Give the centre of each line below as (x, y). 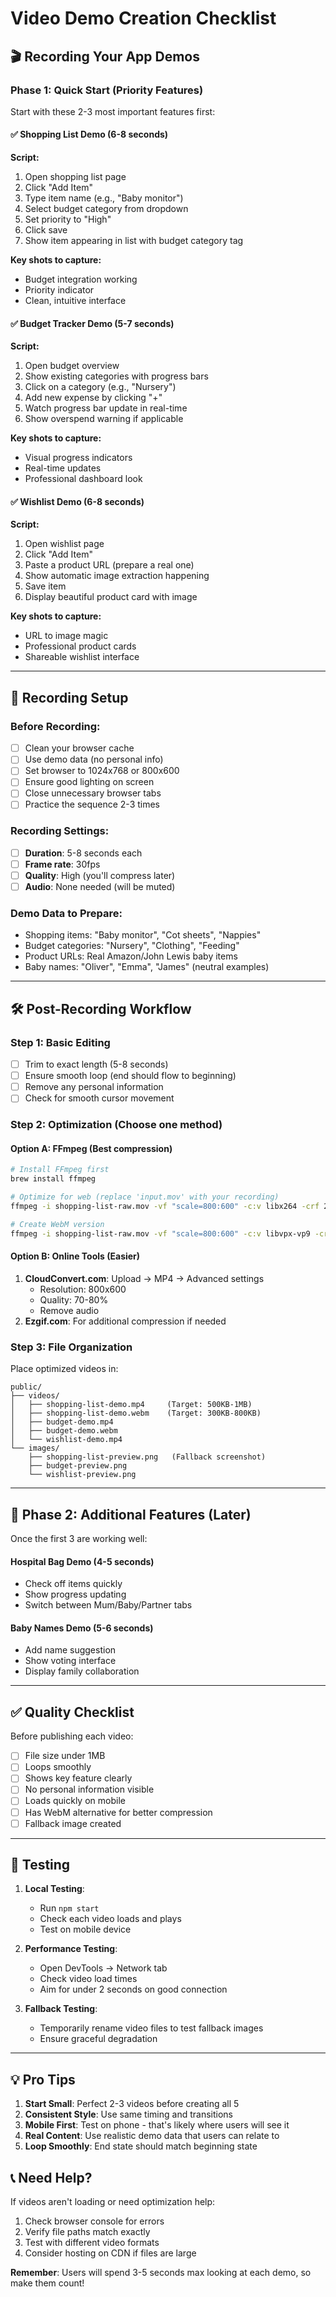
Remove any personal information (94, 1087)
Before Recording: (55, 726)
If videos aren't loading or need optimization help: (113, 2202)
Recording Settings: (60, 831)
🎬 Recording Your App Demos (105, 56)
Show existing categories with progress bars (116, 376)
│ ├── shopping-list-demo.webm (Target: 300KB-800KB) (136, 1413)
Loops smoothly (58, 1767)
